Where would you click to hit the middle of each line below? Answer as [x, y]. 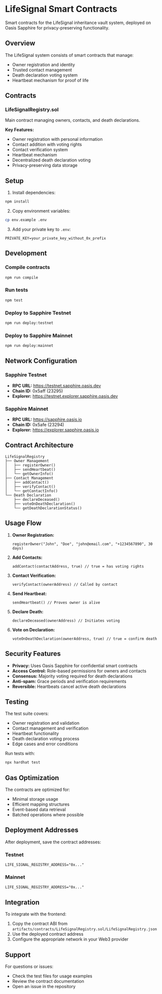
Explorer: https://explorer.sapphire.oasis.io [56, 430]
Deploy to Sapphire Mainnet [39, 336]
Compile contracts [28, 267]
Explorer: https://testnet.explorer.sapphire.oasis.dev [65, 396]
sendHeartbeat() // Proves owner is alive [56, 602]
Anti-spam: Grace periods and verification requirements [69, 681]
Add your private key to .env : [41, 229]
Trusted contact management [42, 70]
